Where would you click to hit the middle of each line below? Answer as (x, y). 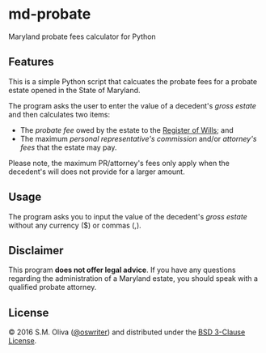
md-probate (50, 14)
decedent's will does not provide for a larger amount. (97, 172)
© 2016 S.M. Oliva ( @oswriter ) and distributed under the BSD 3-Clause (127, 332)
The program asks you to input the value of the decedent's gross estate (128, 216)
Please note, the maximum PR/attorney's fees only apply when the (119, 163)
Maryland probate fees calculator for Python (82, 36)
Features (31, 62)
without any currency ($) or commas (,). (75, 225)
